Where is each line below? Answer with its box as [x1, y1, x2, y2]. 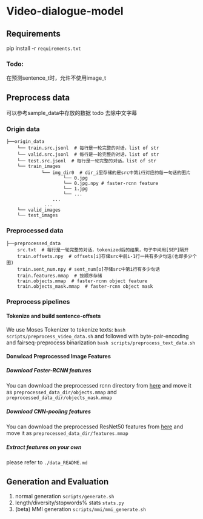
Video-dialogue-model [6, 4, 124, 18]
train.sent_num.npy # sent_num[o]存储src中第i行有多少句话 [17, 266, 161, 272]
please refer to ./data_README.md [6, 459, 88, 466]
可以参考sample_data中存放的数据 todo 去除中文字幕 [6, 110, 138, 117]
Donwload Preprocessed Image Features [6, 353, 111, 360]
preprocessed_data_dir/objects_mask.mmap [6, 395, 113, 401]
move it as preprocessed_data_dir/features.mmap [6, 430, 128, 437]
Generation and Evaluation [6, 476, 109, 487]
